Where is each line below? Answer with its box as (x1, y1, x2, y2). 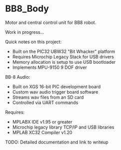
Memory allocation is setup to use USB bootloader (12, 59, 116, 65)
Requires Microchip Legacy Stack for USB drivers (12, 53, 115, 60)
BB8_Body (5, 3, 49, 14)
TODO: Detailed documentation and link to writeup (5, 139, 109, 145)
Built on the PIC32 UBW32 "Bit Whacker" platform (12, 48, 116, 54)
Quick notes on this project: (5, 38, 62, 45)
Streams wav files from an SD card (12, 94, 84, 100)
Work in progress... (5, 29, 44, 35)
